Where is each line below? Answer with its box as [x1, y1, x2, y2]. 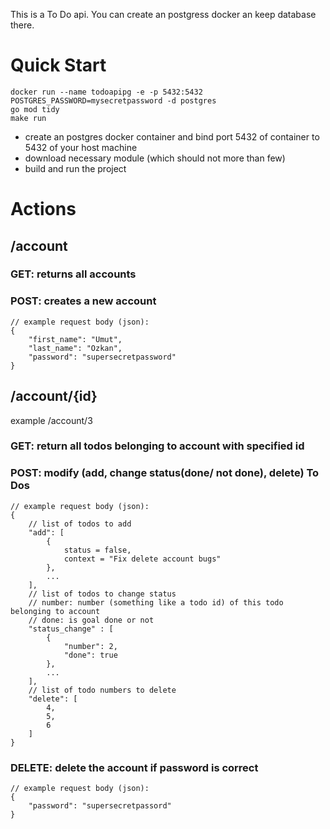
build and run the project [24, 162, 127, 174]
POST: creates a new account [10, 294, 157, 308]
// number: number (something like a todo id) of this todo [28, 597, 284, 608]
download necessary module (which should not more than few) [24, 152, 286, 164]
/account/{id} [10, 388, 98, 405]
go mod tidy [10, 104, 60, 114]
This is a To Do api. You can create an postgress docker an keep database [10, 9, 317, 20]
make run [10, 113, 47, 123]
